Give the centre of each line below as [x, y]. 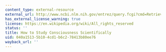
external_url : [20, 14]
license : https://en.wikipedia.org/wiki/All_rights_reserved [69, 24]
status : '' [16, 28]
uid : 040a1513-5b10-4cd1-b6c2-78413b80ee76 [51, 38]
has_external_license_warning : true [43, 19]
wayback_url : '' [22, 42]
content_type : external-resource [40, 10]
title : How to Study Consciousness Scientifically [58, 33]
